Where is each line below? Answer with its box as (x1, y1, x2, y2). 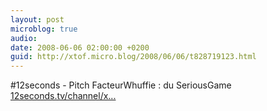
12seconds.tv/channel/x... (10, 90, 117, 102)
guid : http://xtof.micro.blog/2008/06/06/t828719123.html (10, 52, 257, 62)
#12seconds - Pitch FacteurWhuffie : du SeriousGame (10, 79, 232, 91)
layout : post (10, 14, 65, 25)
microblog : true (10, 24, 78, 34)
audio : (10, 33, 38, 43)
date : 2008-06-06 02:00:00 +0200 (10, 42, 150, 53)
